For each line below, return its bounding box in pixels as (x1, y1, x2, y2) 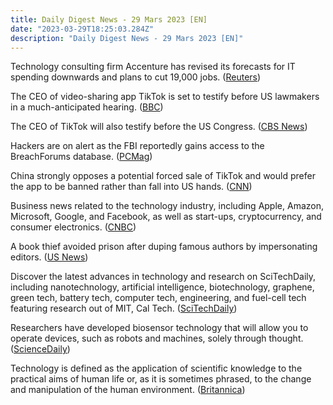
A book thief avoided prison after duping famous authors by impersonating (10, 241, 318, 253)
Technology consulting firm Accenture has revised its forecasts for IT (10, 61, 296, 73)
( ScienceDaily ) (10, 343, 71, 355)
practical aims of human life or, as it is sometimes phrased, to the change (10, 373, 312, 385)
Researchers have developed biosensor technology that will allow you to (10, 322, 309, 334)
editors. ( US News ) (10, 251, 89, 263)
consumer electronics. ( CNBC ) (10, 221, 137, 233)
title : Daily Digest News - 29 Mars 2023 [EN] (10, 14, 208, 25)
